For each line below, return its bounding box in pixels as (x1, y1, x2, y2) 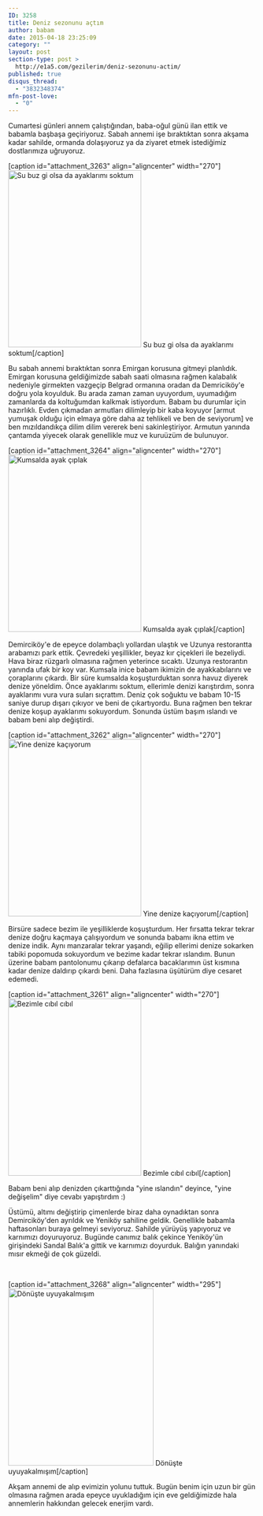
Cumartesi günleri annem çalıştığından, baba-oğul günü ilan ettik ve (8, 121, 228, 131)
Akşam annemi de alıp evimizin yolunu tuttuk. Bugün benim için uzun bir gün (8, 1482, 256, 1492)
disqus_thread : (8, 77, 58, 85)
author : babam (8, 26, 55, 34)
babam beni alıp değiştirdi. (8, 715, 94, 725)
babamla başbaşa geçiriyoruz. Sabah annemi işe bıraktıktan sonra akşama (8, 129, 250, 139)
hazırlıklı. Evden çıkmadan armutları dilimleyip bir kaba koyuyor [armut (8, 406, 235, 415)
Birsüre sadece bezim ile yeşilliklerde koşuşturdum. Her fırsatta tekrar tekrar (8, 925, 255, 934)
